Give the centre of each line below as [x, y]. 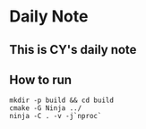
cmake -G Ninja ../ [46, 108]
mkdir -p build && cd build [62, 100]
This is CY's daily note [73, 50]
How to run [41, 79]
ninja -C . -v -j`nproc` [56, 116]
